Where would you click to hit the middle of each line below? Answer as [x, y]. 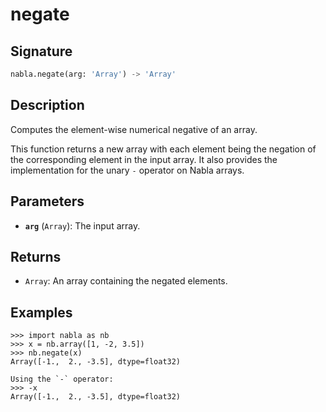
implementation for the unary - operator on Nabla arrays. [127, 170]
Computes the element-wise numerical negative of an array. [134, 129]
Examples [41, 312]
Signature [41, 51]
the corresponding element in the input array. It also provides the [144, 159]
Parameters [47, 201]
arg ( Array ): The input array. [82, 225]
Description [47, 105]
